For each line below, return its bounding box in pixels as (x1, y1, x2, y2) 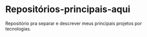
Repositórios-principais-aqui (5, 4, 131, 15)
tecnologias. (5, 25, 32, 31)
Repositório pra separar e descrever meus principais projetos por (5, 20, 142, 26)
